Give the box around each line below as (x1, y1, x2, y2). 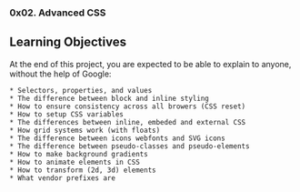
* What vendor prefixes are (9, 173, 116, 183)
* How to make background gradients (9, 149, 148, 158)
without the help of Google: (9, 68, 112, 79)
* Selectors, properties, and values (9, 86, 153, 95)
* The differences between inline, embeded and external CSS (9, 117, 246, 126)
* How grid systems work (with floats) (9, 126, 161, 135)
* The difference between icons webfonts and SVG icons (9, 134, 225, 143)
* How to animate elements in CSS (9, 157, 141, 167)
